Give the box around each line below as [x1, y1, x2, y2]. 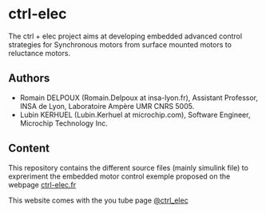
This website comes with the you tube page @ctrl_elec [8, 195, 189, 205]
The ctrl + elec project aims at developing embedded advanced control [8, 31, 242, 41]
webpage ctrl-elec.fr [8, 179, 77, 189]
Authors [8, 71, 50, 85]
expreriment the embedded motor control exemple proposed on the [8, 171, 231, 181]
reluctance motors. [8, 48, 70, 58]
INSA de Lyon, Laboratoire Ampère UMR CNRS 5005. [19, 101, 195, 111]
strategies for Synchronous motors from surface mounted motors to [8, 39, 232, 49]
